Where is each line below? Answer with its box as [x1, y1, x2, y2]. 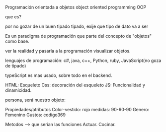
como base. [5, 38, 30, 44]
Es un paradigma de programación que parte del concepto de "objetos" [5, 33, 152, 39]
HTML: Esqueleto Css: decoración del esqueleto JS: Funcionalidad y [5, 82, 146, 88]
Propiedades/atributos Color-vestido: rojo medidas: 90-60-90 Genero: [5, 107, 150, 112]
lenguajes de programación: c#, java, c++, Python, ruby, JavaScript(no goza [5, 58, 162, 64]
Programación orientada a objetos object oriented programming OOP [5, 4, 147, 10]
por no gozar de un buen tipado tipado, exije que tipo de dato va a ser [5, 23, 148, 29]
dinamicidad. [5, 87, 32, 93]
